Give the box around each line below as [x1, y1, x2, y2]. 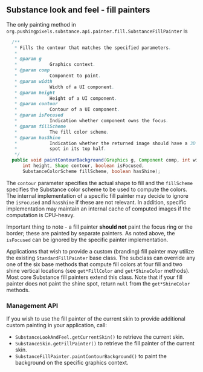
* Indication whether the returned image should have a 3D [14, 140, 196, 146]
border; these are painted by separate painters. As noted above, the [6, 229, 175, 237]
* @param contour [14, 101, 59, 107]
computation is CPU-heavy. [6, 211, 75, 218]
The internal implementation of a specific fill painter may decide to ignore [6, 192, 189, 199]
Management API [6, 301, 59, 310]
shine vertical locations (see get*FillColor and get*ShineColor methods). [6, 267, 190, 274]
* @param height [14, 90, 56, 96]
